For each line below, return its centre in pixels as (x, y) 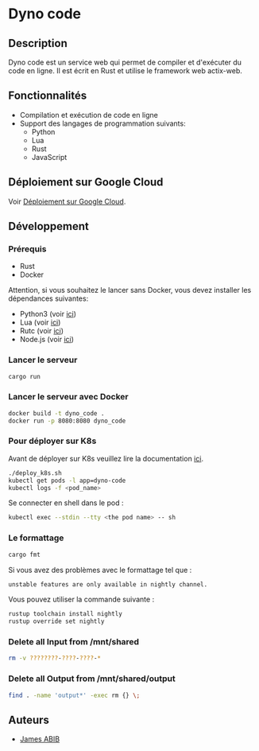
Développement (49, 226)
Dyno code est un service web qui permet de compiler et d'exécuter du (125, 62)
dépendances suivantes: (48, 298)
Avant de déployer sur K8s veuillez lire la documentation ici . (106, 458)
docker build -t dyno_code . (56, 413)
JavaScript (49, 157)
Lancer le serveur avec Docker (68, 397)
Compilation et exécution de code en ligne (89, 115)
